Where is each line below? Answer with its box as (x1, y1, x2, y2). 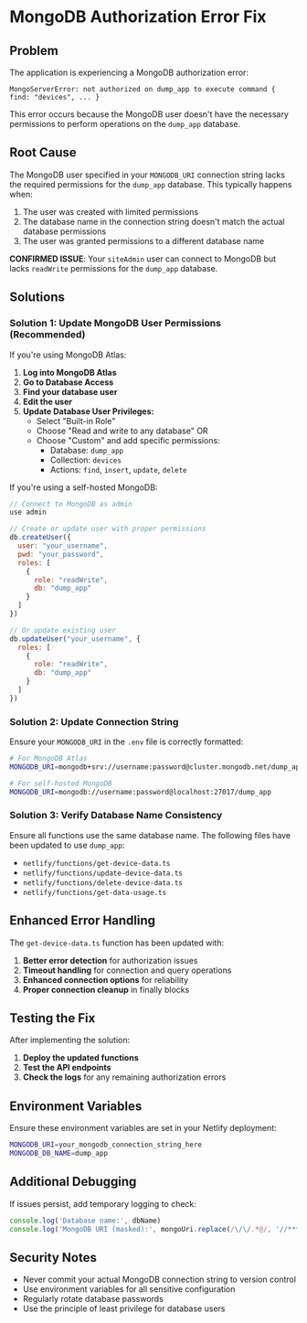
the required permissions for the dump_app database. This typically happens (9, 178, 292, 189)
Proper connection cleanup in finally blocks (22, 984, 190, 995)
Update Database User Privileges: (22, 405, 154, 417)
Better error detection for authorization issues (22, 955, 198, 966)
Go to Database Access (22, 377, 114, 388)
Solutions (9, 290, 66, 305)
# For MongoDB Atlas (9, 754, 89, 763)
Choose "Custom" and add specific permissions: (36, 434, 221, 445)
